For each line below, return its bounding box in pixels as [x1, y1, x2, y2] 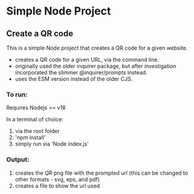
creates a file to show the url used [15, 182, 100, 189]
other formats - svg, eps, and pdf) [15, 175, 100, 183]
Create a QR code [6, 28, 74, 39]
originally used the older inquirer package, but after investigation [15, 62, 176, 70]
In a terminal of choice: [6, 116, 63, 123]
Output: [6, 155, 30, 164]
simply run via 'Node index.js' [15, 140, 89, 147]
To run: [6, 90, 28, 99]
